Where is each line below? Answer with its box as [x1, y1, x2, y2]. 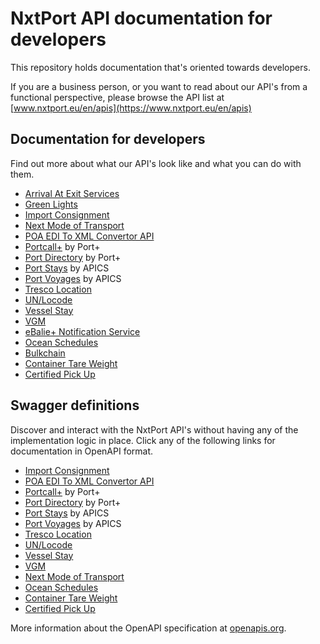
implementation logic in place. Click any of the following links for [10, 434, 276, 446]
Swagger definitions [10, 397, 140, 414]
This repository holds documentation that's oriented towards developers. [10, 61, 311, 73]
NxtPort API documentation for [10, 7, 273, 30]
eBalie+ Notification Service [24, 325, 141, 337]
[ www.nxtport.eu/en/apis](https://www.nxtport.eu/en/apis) [10, 102, 252, 114]
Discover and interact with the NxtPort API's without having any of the [10, 423, 299, 436]
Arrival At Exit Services [24, 187, 120, 199]
